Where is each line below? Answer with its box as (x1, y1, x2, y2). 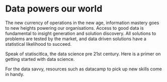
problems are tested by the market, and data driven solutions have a (5, 36, 147, 42)
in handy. (5, 71, 24, 77)
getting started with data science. (5, 56, 75, 62)
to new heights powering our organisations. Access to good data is (5, 25, 144, 31)
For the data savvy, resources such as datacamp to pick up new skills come (5, 66, 162, 72)
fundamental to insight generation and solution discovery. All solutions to (5, 30, 156, 36)
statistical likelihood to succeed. (5, 41, 72, 47)
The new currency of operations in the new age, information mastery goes (5, 20, 159, 26)
